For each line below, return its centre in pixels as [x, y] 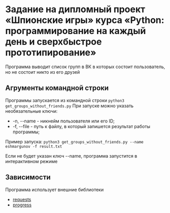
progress [22, 205]
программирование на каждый [76, 31]
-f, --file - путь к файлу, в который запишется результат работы [81, 126]
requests [22, 199]
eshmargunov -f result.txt [34, 146]
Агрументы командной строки [57, 88]
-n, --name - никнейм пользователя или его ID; [64, 121]
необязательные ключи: [31, 111]
